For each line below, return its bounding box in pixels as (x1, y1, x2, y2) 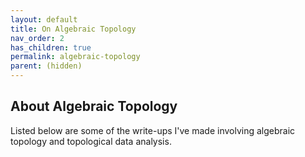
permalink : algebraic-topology (10, 52, 141, 62)
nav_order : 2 (10, 33, 65, 43)
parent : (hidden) (10, 61, 83, 71)
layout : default (10, 14, 78, 25)
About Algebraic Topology (10, 98, 178, 115)
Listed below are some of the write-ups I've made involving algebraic (10, 124, 296, 136)
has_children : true (10, 42, 92, 53)
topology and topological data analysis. (10, 135, 172, 147)
